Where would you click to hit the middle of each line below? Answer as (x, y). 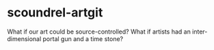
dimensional (24, 38)
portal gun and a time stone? (83, 38)
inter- (200, 32)
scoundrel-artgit (55, 13)
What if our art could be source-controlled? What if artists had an (99, 32)
